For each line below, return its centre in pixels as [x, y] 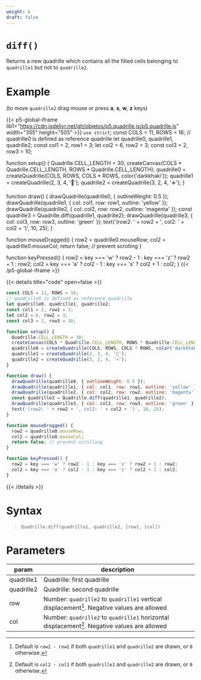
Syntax [24, 510]
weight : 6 [19, 12]
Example [28, 92]
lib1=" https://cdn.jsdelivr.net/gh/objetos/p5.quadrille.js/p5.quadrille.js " [93, 126]
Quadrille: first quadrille [76, 580]
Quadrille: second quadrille [81, 589]
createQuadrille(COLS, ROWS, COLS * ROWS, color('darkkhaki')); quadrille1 [100, 176]
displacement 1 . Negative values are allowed [105, 607]
